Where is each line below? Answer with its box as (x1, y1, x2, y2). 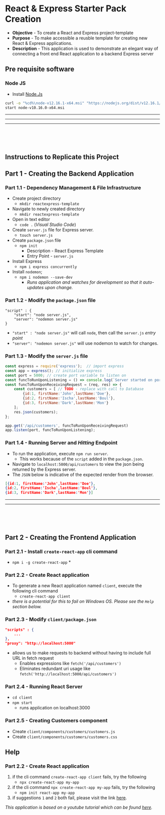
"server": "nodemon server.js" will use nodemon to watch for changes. (12, 340, 159, 346)
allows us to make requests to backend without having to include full (12, 650, 151, 656)
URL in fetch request (12, 655, 54, 661)
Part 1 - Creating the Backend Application (5, 170, 134, 178)
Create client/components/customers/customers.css (12, 734, 118, 740)
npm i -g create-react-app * (12, 559, 71, 565)
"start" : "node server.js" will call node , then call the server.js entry (12, 330, 156, 335)
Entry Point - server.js (27, 253, 74, 259)
